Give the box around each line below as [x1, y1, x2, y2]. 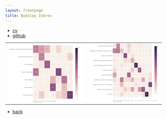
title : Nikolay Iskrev [5, 13, 52, 18]
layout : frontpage [5, 8, 43, 13]
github [12, 33, 26, 39]
